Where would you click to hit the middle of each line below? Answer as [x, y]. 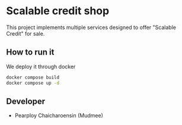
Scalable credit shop [58, 11]
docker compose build [33, 77]
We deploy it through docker [41, 66]
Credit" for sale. [25, 33]
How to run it [30, 52]
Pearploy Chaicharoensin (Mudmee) [59, 116]
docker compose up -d [33, 83]
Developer [26, 101]
